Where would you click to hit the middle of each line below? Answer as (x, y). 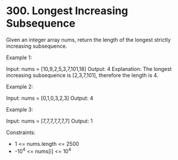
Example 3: (20, 109)
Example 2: (20, 86)
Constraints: (21, 132)
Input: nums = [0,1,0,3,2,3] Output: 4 (50, 98)
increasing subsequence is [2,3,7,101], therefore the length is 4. (82, 75)
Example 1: (19, 57)
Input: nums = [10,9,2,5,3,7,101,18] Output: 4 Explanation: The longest (89, 68)
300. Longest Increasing (67, 11)
